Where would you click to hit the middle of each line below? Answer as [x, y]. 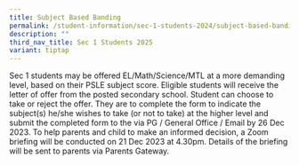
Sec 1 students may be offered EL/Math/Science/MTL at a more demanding [147, 75]
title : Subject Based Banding [65, 17]
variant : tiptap [39, 51]
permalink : [29, 26]
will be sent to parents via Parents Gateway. [89, 151]
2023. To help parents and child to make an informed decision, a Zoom [139, 132]
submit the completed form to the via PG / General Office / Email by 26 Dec [147, 123]
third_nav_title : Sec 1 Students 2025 [81, 42]
